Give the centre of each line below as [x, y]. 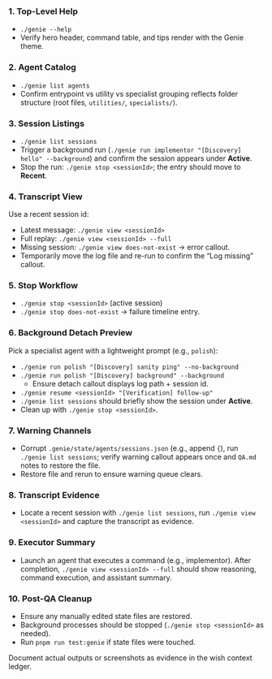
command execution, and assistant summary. [96, 577]
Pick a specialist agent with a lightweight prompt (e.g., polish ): [113, 350]
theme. [32, 46]
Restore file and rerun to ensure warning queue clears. [111, 474]
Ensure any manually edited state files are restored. [106, 616]
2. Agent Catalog [43, 67]
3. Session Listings [47, 123]
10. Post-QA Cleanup [50, 599]
